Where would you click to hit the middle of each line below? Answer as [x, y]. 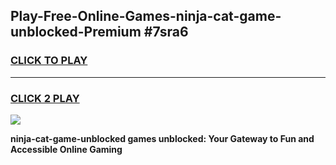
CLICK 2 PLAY [45, 98]
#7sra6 [166, 32]
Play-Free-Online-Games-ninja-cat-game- [146, 16]
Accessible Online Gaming [66, 149]
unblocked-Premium [76, 32]
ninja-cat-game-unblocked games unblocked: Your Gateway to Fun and [162, 138]
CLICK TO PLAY [49, 61]
